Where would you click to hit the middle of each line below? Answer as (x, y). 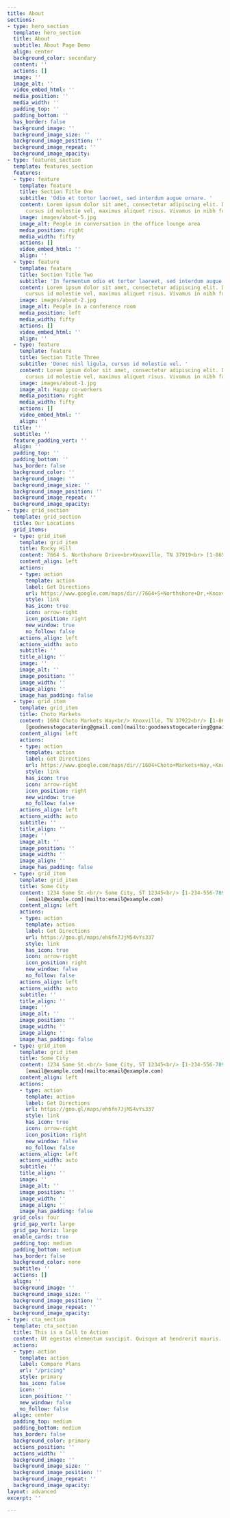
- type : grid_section (38, 511)
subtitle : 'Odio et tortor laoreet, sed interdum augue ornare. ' (116, 198)
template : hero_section (47, 33)
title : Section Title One (56, 192)
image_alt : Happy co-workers (61, 389)
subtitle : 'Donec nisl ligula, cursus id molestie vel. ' (104, 364)
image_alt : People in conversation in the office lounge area (110, 223)
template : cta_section (46, 1326)
